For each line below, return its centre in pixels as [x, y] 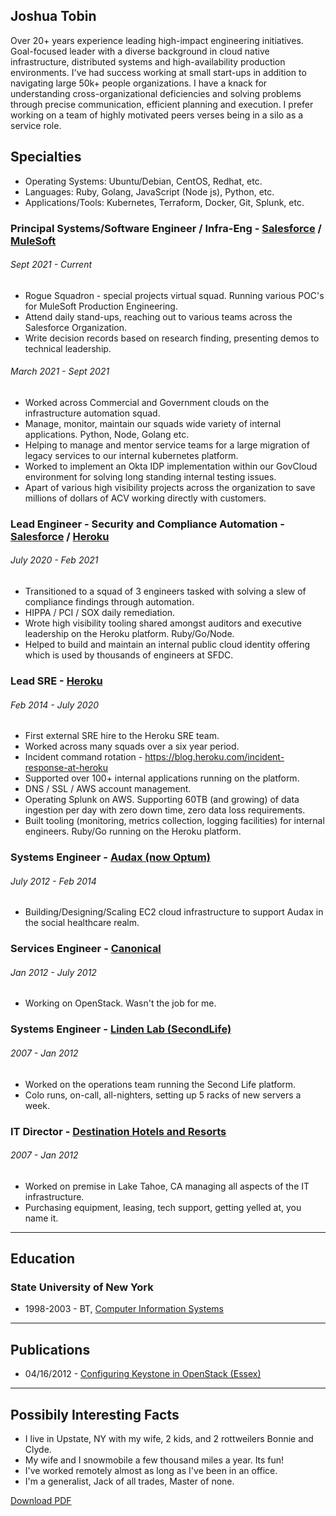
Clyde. [38, 1450]
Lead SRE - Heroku [56, 681]
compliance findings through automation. [109, 602]
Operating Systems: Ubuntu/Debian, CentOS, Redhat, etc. [143, 181]
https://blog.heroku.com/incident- [214, 757]
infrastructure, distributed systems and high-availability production [148, 61]
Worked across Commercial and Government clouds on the [147, 402]
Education [43, 1259]
